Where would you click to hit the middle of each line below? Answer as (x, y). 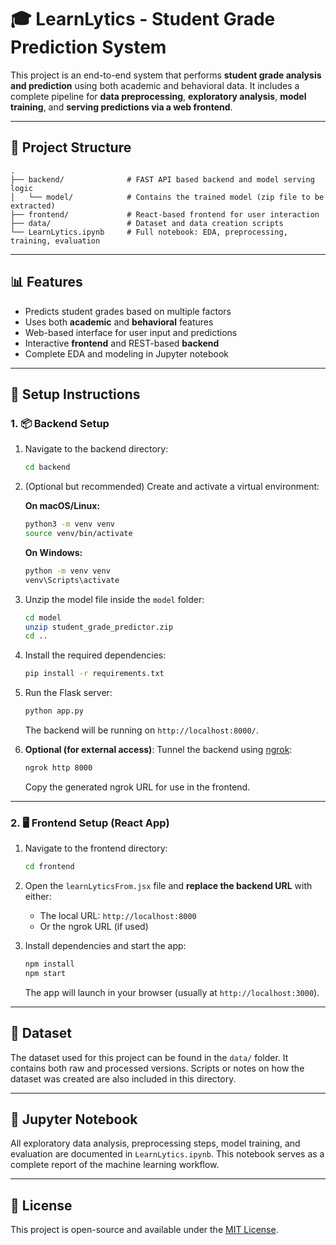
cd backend (47, 467)
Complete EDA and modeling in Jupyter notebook (126, 353)
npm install (49, 964)
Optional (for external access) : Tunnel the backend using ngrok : (158, 749)
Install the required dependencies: (95, 655)
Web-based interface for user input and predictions (131, 332)
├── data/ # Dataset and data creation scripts (147, 223)
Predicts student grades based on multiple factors (128, 311)
